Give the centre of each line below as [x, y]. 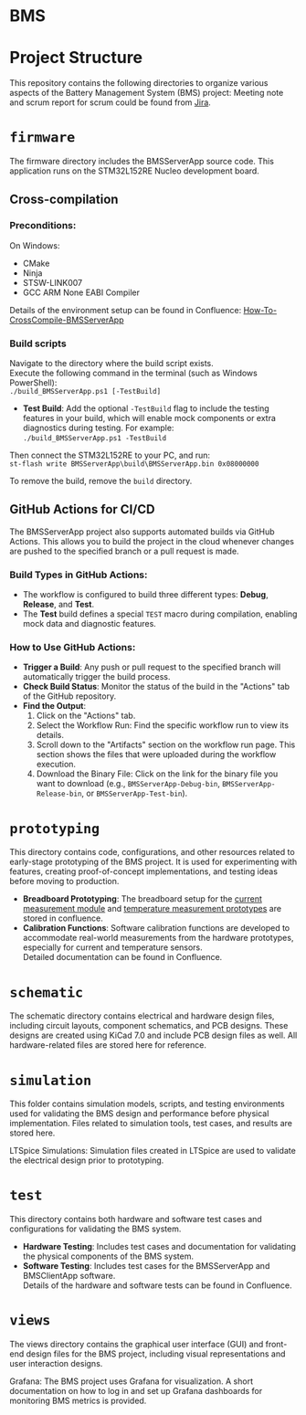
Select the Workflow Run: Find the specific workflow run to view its [163, 725]
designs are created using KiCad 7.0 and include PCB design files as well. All [153, 1035]
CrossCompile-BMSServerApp [67, 320]
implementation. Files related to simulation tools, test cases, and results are [151, 1124]
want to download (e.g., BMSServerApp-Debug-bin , [128, 784]
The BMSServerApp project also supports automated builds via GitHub [142, 532]
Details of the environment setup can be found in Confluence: [126, 310]
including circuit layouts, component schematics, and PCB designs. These [149, 1026]
